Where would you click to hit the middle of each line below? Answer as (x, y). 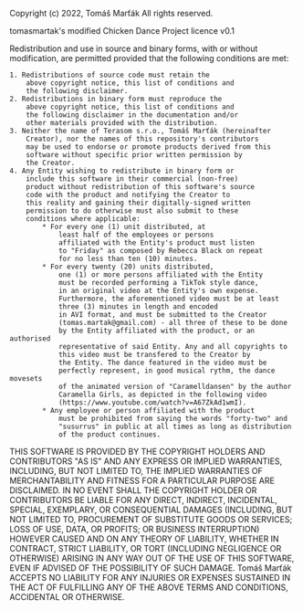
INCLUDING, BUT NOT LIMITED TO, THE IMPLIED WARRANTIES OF (136, 471)
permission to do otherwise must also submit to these (132, 211)
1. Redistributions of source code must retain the (110, 75)
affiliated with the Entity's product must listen (157, 243)
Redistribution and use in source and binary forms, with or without (134, 48)
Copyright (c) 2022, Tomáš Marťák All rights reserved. (111, 13)
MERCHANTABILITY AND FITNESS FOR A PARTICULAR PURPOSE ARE (142, 480)
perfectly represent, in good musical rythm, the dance (167, 371)
